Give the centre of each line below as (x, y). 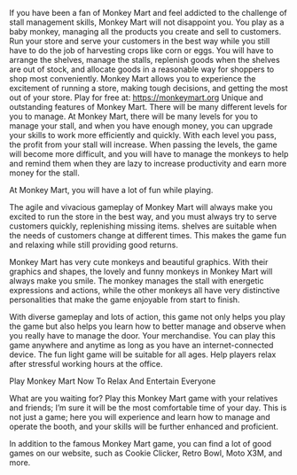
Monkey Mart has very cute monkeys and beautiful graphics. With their (139, 262)
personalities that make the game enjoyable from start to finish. (125, 300)
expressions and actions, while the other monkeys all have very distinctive (145, 290)
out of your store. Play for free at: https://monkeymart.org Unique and (137, 97)
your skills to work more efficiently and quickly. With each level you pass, (143, 135)
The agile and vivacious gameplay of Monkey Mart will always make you (141, 207)
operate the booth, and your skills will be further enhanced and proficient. (144, 426)
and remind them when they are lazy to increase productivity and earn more (148, 164)
